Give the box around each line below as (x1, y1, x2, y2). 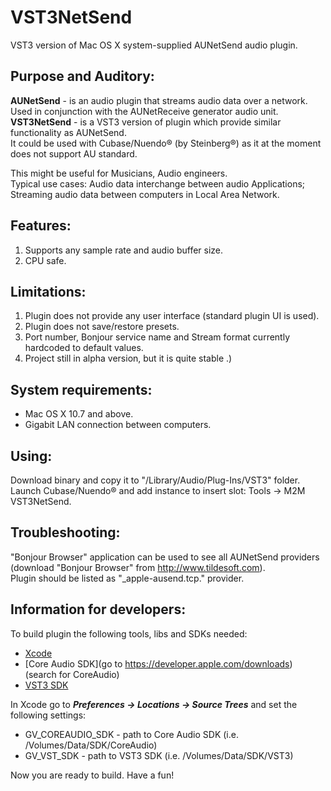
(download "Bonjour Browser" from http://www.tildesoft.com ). (10, 561, 266, 573)
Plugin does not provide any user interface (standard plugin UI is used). (24, 310, 320, 322)
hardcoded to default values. (24, 342, 144, 354)
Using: (10, 447, 53, 465)
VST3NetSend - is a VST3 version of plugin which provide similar (10, 116, 282, 128)
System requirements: (10, 381, 153, 398)
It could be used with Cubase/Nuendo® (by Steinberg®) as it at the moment (10, 137, 322, 149)
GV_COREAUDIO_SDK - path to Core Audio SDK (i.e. (24, 728, 239, 740)
